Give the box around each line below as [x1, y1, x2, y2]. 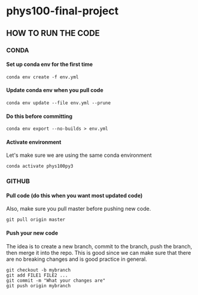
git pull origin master [6, 217, 66, 223]
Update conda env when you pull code [6, 87, 103, 94]
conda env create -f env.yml [6, 74, 79, 80]
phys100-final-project [6, 4, 118, 18]
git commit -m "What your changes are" [6, 277, 106, 284]
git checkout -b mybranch [6, 267, 71, 273]
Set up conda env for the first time [6, 61, 93, 68]
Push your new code [6, 229, 59, 237]
